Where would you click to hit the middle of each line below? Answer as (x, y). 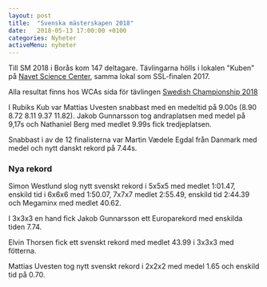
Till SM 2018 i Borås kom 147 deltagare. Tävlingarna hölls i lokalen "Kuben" (132, 68)
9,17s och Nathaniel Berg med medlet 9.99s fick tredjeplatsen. (110, 124)
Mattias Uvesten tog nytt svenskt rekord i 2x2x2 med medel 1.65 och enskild (134, 266)
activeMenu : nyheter (43, 45)
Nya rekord (30, 169)
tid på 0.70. (27, 275)
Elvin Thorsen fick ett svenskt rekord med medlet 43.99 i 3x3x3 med (121, 242)
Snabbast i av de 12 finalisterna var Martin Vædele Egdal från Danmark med (133, 140)
